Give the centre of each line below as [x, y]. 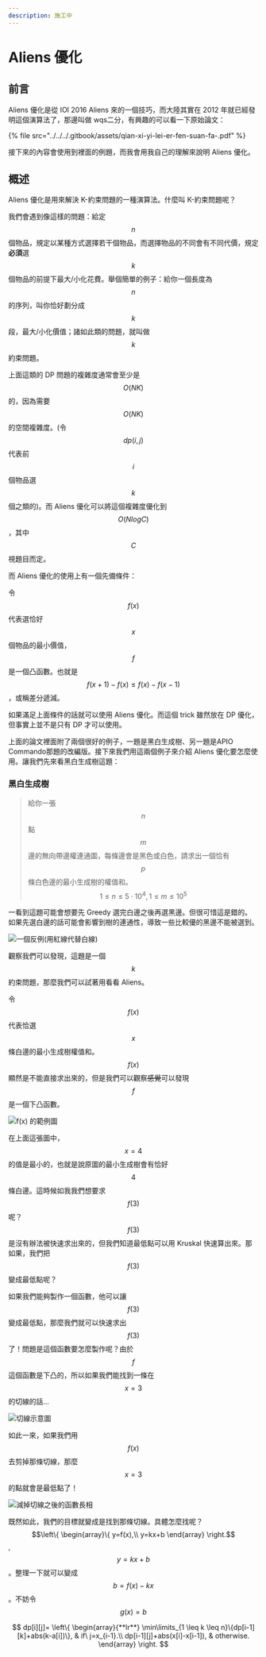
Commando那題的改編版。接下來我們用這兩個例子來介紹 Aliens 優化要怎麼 [130, 752]
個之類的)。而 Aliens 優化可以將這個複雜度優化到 [88, 507]
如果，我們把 [29, 1253]
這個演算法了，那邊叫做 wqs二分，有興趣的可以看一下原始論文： [120, 119]
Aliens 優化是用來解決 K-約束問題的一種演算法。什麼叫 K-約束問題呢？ [122, 200]
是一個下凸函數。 [36, 1104]
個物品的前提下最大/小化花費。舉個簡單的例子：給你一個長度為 [110, 279]
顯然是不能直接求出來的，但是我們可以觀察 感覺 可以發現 [98, 1078]
